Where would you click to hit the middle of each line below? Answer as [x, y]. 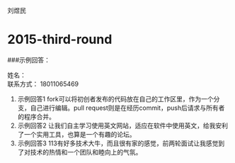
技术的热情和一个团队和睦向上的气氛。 [86, 152]
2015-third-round [60, 39]
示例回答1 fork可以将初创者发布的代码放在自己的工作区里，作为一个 [115, 99]
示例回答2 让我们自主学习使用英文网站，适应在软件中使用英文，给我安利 [123, 125]
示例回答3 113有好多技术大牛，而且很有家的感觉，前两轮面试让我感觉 [118, 143]
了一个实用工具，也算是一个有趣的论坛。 [76, 134]
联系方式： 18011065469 [43, 84]
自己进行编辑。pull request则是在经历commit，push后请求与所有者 [127, 108]
